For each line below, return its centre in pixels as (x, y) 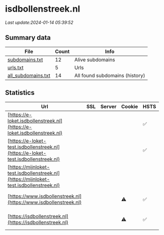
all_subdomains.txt (29, 75)
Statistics (20, 93)
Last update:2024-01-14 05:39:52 (39, 22)
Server (108, 107)
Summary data (28, 38)
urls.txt (15, 68)
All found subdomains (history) (110, 75)
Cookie (130, 107)
